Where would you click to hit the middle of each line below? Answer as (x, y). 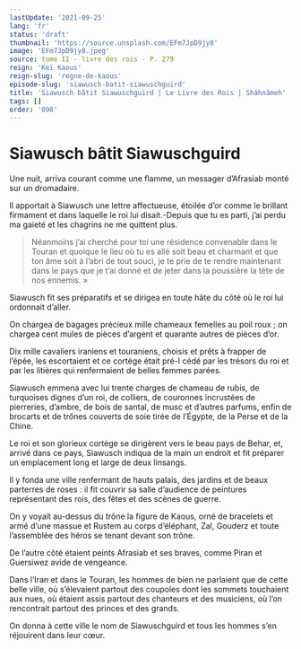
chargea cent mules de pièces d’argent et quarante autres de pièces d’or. (144, 334)
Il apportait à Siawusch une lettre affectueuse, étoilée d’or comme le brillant (149, 206)
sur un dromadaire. (44, 189)
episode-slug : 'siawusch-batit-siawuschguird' (98, 84)
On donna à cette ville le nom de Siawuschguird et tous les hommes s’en (143, 626)
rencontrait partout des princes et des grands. (95, 609)
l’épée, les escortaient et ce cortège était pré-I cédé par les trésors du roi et (149, 361)
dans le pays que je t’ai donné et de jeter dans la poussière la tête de (158, 271)
